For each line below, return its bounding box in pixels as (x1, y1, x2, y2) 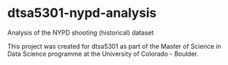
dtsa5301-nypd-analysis (7, 5, 157, 21)
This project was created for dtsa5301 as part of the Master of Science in (7, 42, 222, 50)
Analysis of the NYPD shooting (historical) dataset (7, 28, 154, 37)
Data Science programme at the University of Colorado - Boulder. (7, 49, 199, 58)
